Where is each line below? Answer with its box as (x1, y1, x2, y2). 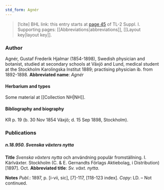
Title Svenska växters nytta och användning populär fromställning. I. (5, 154, 146, 160)
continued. (5, 180, 27, 186)
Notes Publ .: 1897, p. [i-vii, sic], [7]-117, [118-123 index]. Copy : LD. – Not (5, 175, 152, 181)
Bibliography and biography (5, 106, 64, 112)
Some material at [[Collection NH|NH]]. (5, 94, 85, 100)
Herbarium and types (5, 83, 51, 89)
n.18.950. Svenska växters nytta (5, 141, 74, 148)
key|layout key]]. (17, 32, 52, 38)
